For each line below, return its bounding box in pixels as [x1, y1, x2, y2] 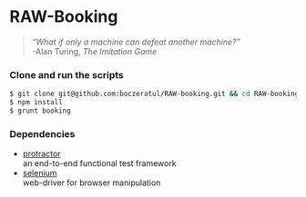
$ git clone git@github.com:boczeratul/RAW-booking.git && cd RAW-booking [9, 89, 300, 99]
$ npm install [9, 98, 64, 107]
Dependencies [9, 127, 76, 140]
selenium [22, 168, 57, 179]
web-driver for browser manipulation [22, 177, 161, 188]
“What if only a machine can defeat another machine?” [31, 36, 241, 47]
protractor [22, 148, 61, 160]
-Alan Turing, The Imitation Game [31, 45, 158, 56]
